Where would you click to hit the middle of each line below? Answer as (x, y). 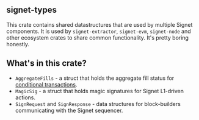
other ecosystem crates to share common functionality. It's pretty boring (98, 37)
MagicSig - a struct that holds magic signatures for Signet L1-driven (99, 91)
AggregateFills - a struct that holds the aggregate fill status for (95, 78)
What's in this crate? (46, 63)
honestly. (18, 44)
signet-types (31, 10)
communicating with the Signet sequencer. (69, 110)
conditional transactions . (46, 84)
